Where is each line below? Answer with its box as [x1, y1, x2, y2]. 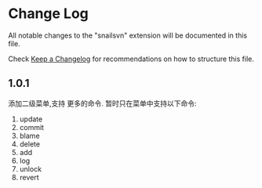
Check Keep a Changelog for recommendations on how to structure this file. [8, 54, 255, 63]
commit [19, 122, 45, 132]
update [19, 114, 43, 124]
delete [19, 139, 41, 149]
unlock [19, 164, 42, 173]
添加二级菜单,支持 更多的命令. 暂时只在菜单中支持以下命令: [8, 99, 197, 108]
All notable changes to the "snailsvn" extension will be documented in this [8, 31, 248, 40]
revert [19, 172, 39, 182]
